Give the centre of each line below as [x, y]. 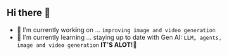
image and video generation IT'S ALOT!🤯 [77, 44]
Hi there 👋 [28, 13]
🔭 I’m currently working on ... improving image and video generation [116, 29]
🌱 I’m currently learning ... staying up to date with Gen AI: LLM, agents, [119, 37]
